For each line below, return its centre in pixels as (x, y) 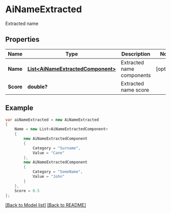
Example (19, 108)
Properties (22, 39)
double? (37, 87)
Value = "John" (49, 177)
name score (135, 90)
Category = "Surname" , (56, 148)
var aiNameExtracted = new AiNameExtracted (52, 120)
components (136, 75)
